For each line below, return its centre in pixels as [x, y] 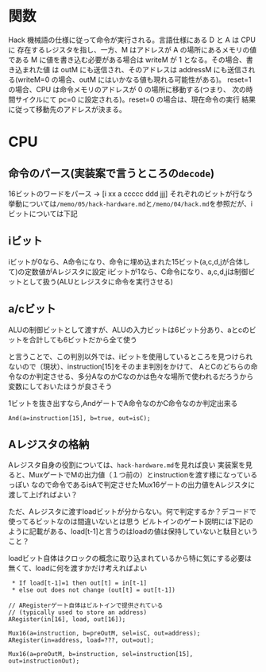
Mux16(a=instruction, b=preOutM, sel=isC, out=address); [104, 633]
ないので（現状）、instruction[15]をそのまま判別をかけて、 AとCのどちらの [130, 366]
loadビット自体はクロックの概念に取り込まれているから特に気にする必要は [130, 558]
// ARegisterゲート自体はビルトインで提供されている [86, 606]
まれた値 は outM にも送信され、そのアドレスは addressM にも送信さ [135, 69]
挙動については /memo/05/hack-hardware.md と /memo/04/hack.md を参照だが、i [130, 203]
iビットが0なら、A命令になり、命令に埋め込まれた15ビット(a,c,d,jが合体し [129, 261]
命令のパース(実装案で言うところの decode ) [112, 173]
